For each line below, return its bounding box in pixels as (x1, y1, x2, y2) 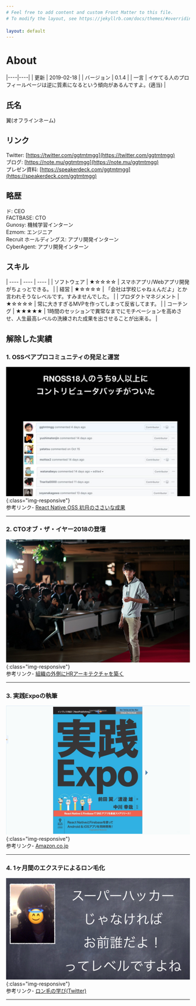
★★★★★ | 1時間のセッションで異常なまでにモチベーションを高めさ (15, 308, 182, 315)
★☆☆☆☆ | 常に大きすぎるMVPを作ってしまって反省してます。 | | (6, 301, 166, 308)
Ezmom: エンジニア (6, 229, 53, 236)
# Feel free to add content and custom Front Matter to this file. (6, 9, 174, 15)
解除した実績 (6, 334, 52, 344)
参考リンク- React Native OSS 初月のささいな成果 (6, 504, 125, 511)
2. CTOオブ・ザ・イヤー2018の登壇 (6, 525, 106, 533)
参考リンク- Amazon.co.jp (6, 843, 69, 850)
